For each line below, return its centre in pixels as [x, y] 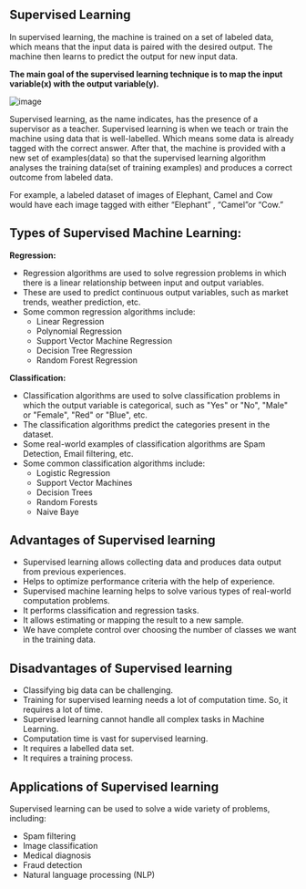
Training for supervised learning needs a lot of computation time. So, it [155, 700]
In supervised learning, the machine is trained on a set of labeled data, [142, 36]
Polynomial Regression [79, 331]
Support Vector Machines [84, 482]
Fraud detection [52, 865]
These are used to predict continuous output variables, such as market [155, 292]
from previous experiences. [74, 572]
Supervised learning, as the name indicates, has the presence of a [134, 119]
